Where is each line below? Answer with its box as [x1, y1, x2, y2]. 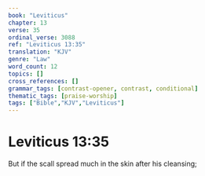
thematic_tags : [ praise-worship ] [8, 92, 118, 100]
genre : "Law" [8, 56, 51, 64]
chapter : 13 [8, 19, 47, 27]
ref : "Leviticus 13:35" [8, 41, 86, 49]
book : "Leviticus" [8, 11, 68, 20]
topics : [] [8, 70, 44, 78]
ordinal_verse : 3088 [8, 33, 76, 42]
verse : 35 [8, 26, 41, 34]
